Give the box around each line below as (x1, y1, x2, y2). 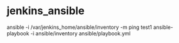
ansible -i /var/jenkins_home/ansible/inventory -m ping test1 (6, 24, 153, 31)
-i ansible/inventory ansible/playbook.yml (30, 29, 131, 37)
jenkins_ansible (6, 4, 85, 18)
